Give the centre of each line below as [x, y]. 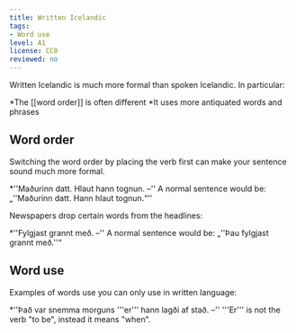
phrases [24, 112]
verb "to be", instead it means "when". [80, 319]
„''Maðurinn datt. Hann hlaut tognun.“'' [81, 197]
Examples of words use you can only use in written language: [123, 292]
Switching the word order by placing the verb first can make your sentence [148, 162]
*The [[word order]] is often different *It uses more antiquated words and [146, 102]
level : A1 [28, 43]
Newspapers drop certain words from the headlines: [106, 215]
